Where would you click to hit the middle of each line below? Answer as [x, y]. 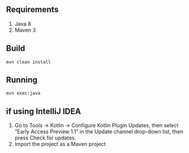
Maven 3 [25, 30]
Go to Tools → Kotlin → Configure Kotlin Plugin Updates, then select [97, 125]
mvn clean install [28, 62]
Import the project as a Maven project [60, 144]
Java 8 [23, 23]
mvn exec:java [23, 93]
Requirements [32, 10]
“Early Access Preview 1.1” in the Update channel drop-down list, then [99, 132]
